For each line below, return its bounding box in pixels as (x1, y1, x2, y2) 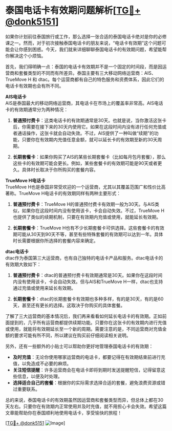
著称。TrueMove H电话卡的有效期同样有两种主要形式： (5, 190, 121, 196)
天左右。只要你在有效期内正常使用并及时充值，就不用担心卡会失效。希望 (5, 403, 158, 410)
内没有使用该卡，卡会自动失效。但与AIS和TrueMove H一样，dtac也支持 (12, 278, 163, 285)
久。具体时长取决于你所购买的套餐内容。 (12, 166, 98, 173)
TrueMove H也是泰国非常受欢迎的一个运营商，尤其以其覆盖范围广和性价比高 (5, 184, 166, 190)
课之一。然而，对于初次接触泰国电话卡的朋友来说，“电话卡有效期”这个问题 (5, 39, 162, 46)
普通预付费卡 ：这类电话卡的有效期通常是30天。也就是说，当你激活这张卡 (12, 117, 167, 123)
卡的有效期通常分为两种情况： (5, 106, 68, 113)
